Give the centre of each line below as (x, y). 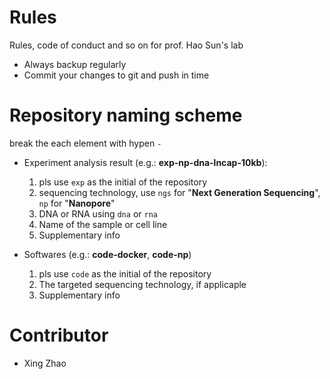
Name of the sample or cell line (103, 224)
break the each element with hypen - (85, 143)
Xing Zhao (45, 363)
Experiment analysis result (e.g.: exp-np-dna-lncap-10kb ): (145, 162)
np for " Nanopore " (77, 203)
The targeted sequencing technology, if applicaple (142, 284)
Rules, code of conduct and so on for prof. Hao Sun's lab (126, 45)
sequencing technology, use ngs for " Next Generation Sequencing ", (179, 192)
